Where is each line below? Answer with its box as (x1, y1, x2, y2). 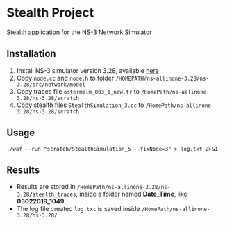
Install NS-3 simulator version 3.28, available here (16, 66, 159, 74)
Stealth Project (6, 5, 94, 21)
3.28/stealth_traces (16, 191, 76, 199)
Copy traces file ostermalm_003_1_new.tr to (16, 87, 140, 95)
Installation (6, 48, 56, 60)
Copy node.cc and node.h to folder (16, 74, 115, 82)
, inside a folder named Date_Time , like (75, 190, 188, 199)
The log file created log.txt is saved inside (16, 205, 140, 213)
